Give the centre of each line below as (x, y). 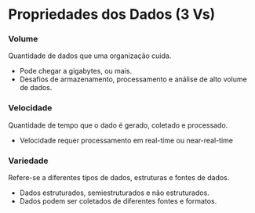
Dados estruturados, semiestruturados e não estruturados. (114, 193)
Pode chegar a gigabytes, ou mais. (75, 71)
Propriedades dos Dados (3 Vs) (112, 14)
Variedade (28, 161)
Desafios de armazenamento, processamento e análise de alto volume (133, 79)
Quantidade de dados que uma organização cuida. (90, 56)
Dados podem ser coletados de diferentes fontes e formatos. (118, 201)
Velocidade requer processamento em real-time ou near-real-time (126, 140)
